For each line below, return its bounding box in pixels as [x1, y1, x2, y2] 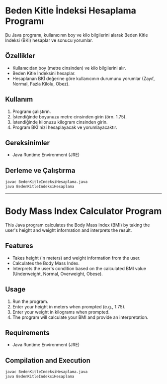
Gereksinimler [5, 138, 50, 147]
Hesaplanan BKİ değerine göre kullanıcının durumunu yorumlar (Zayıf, [12, 75, 155, 82]
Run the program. [12, 298, 49, 304]
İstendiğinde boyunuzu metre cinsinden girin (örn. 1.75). [12, 113, 127, 119]
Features [5, 242, 33, 250]
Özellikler [5, 52, 36, 60]
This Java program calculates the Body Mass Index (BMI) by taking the [5, 222, 150, 228]
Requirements [5, 328, 50, 337]
